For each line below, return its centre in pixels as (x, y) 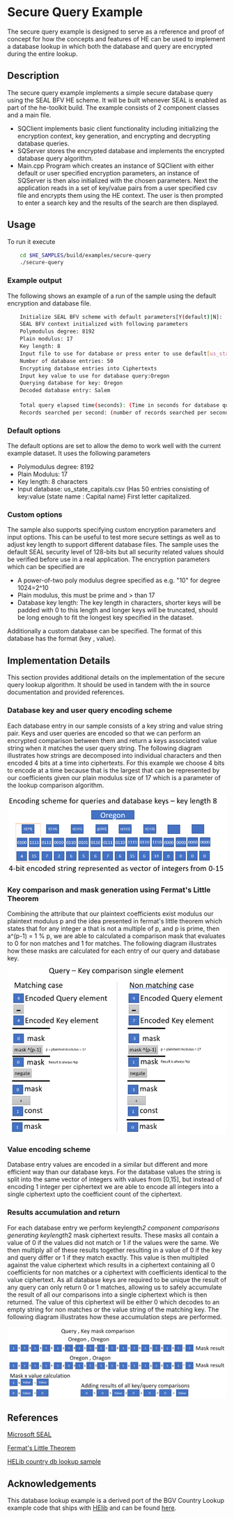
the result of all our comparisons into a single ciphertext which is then (107, 1295)
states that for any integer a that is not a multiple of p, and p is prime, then (114, 929)
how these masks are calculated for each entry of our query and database (114, 951)
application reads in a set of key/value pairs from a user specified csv (117, 188)
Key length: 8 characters (53, 482)
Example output (34, 280)
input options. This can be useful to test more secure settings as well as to (114, 537)
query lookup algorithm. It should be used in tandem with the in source (109, 685)
